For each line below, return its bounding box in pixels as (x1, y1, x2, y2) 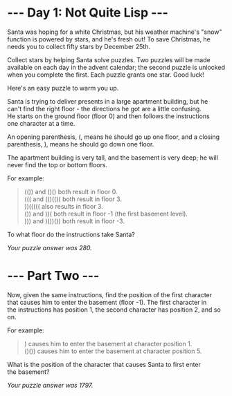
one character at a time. (7, 119, 75, 127)
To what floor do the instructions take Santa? (7, 230, 135, 238)
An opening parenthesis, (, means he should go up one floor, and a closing (7, 133, 220, 141)
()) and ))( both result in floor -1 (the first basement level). (24, 209, 188, 218)
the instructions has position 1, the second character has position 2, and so (7, 305, 222, 314)
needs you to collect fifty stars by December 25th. (7, 42, 151, 50)
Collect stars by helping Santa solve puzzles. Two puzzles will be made (7, 55, 211, 64)
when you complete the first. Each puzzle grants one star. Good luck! (7, 70, 204, 79)
